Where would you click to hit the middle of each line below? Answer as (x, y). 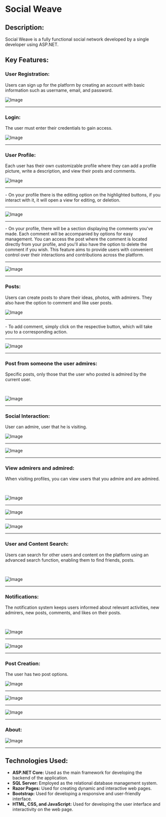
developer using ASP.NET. (32, 45)
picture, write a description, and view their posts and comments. (71, 171)
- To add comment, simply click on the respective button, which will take (79, 326)
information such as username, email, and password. (59, 90)
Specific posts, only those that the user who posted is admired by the (76, 374)
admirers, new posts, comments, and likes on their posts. (63, 613)
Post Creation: (23, 663)
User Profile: (21, 155)
